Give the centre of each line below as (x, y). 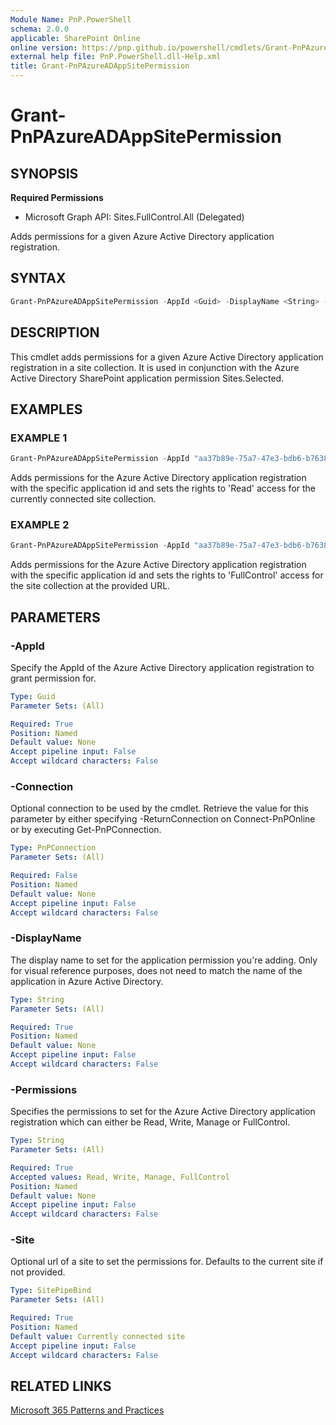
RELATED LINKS (61, 1386)
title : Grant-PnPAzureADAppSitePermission (100, 66)
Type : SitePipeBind (51, 1291)
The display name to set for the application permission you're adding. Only (164, 960)
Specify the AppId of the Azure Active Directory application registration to (162, 667)
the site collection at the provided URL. (90, 586)
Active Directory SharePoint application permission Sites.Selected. (147, 378)
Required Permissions (57, 197)
